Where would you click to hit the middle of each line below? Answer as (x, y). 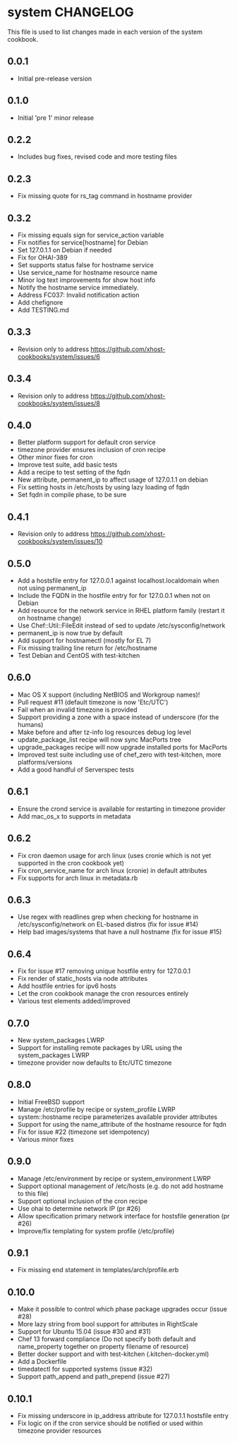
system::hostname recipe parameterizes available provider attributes (117, 1117)
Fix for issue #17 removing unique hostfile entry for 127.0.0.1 (104, 971)
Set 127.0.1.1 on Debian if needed (65, 250)
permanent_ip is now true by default (70, 633)
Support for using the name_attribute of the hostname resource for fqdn (122, 1124)
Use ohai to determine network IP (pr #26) (79, 1208)
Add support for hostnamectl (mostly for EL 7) (84, 641)
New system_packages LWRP (61, 1040)
